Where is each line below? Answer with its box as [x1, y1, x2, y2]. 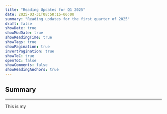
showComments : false [5, 62, 48, 67]
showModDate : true [5, 30, 43, 35]
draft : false [5, 21, 32, 26]
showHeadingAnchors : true [5, 67, 59, 72]
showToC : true [5, 53, 35, 58]
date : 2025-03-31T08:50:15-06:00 [5, 12, 75, 17]
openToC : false [5, 58, 37, 63]
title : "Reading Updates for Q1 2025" [5, 7, 85, 12]
